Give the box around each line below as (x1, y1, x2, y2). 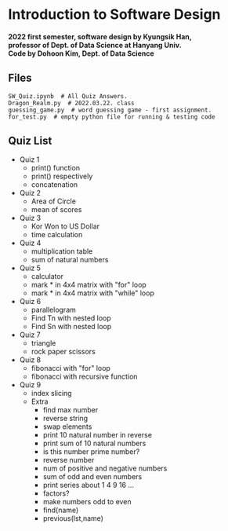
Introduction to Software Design (8, 5, 221, 24)
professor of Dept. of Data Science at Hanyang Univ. (8, 40, 182, 49)
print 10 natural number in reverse (42, 430, 153, 440)
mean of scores (31, 205, 82, 214)
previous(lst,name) (42, 514, 104, 523)
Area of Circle (31, 196, 77, 206)
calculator (31, 272, 64, 281)
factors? (42, 489, 70, 498)
